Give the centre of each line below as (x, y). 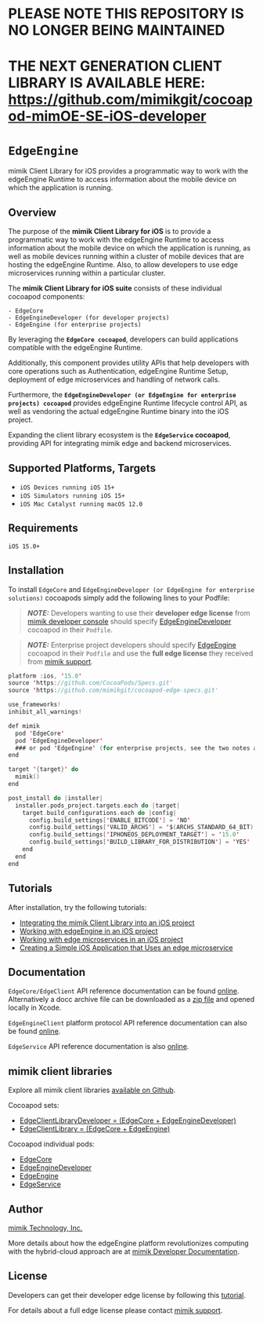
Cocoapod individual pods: (52, 1144)
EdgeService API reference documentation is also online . (99, 1047)
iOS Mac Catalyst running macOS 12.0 (81, 504)
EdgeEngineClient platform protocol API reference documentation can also (128, 1023)
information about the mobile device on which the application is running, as (130, 248)
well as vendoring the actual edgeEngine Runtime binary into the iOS (119, 411)
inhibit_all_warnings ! (45, 712)
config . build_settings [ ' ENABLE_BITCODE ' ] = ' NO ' (110, 820)
